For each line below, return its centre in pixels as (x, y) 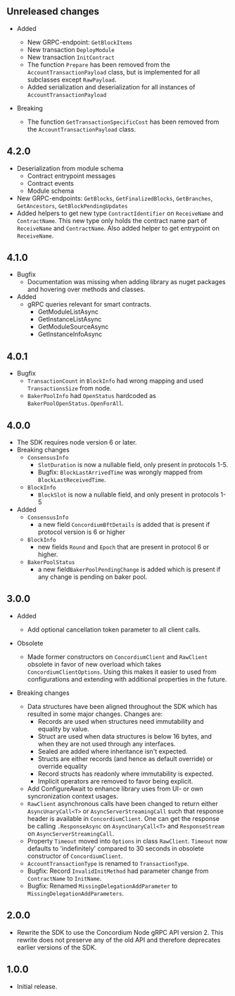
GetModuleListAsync (68, 312)
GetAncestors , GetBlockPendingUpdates (72, 205)
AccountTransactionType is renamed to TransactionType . (108, 863)
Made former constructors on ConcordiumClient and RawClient (118, 656)
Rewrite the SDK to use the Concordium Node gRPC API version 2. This (120, 932)
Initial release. (37, 986)
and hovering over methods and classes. (86, 289)
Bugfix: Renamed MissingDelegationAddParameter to (102, 886)
